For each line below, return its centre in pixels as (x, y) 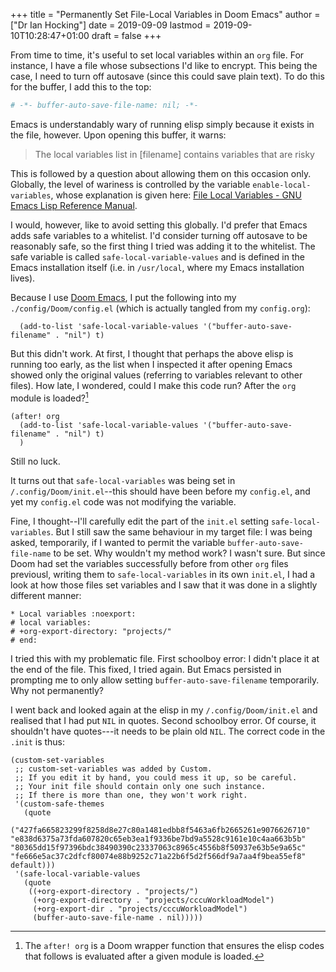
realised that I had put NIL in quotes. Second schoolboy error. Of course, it (163, 720)
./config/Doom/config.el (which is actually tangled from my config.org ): (160, 308)
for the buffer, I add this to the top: (81, 87)
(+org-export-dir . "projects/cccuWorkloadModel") (140, 909)
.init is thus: (38, 741)
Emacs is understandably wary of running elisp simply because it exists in (162, 124)
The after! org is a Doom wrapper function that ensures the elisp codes (174, 945)
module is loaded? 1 (49, 397)
